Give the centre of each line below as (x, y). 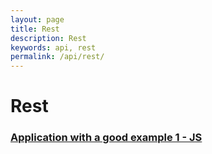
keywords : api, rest (53, 47)
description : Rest (48, 38)
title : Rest (35, 29)
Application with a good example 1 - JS (106, 138)
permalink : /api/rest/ (57, 57)
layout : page (37, 19)
